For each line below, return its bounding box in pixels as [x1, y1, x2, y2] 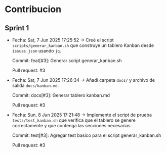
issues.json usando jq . [12, 48, 61, 54]
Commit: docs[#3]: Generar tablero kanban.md [12, 92, 110, 98]
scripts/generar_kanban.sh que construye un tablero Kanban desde [12, 42, 154, 48]
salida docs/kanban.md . [12, 82, 59, 88]
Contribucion [5, 4, 62, 15]
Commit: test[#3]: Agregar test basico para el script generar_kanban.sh [12, 132, 161, 138]
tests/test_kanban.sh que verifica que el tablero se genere [12, 117, 136, 123]
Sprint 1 [5, 24, 29, 32]
